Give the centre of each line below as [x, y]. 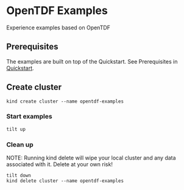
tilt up [16, 129]
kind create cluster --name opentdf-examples [65, 101]
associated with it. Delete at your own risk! [59, 164]
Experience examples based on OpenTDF [58, 27]
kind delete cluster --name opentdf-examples [65, 181]
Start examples [30, 117]
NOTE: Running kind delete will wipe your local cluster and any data [91, 158]
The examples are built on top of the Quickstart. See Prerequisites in [92, 61]
